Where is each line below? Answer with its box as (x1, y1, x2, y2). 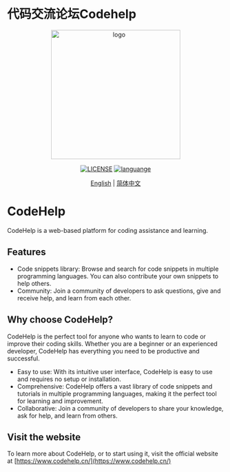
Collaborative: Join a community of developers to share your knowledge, (17, 404, 224, 412)
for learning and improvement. (17, 397, 103, 405)
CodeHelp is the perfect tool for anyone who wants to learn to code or (7, 332, 207, 340)
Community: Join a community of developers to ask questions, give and (17, 287, 222, 295)
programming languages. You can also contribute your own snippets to (17, 271, 219, 280)
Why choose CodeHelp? (7, 314, 114, 326)
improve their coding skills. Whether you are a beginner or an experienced (7, 339, 218, 348)
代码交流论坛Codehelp (7, 6, 136, 22)
